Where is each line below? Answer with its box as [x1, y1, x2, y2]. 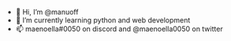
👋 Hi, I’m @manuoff [15, 8, 79, 16]
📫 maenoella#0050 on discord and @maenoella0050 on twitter [15, 24, 223, 33]
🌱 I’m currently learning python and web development [15, 15, 191, 25]
